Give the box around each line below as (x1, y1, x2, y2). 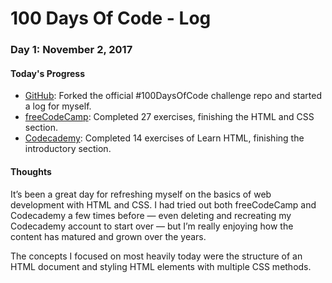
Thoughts (10, 165, 52, 177)
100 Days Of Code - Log (10, 7, 212, 30)
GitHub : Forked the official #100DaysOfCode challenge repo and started (24, 90, 322, 102)
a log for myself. (24, 100, 92, 112)
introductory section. (24, 143, 112, 155)
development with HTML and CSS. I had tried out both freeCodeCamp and (10, 198, 317, 211)
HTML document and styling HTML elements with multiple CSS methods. (10, 260, 312, 272)
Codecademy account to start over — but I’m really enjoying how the (10, 220, 294, 232)
